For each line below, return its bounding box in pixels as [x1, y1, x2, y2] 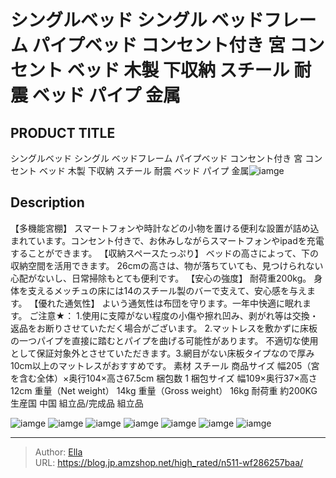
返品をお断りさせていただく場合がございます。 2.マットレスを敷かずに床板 [10, 322, 318, 334]
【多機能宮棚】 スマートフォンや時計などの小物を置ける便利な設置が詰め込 [10, 222, 320, 234]
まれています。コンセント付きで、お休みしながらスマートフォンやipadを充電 [10, 234, 325, 246]
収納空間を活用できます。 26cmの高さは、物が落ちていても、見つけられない [10, 259, 324, 271]
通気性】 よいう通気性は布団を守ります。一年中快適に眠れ [64, 297, 303, 309]
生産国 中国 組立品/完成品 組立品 [10, 397, 144, 409]
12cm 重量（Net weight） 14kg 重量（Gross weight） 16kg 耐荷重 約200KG [10, 384, 318, 396]
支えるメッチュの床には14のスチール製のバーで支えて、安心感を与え [27, 284, 308, 296]
